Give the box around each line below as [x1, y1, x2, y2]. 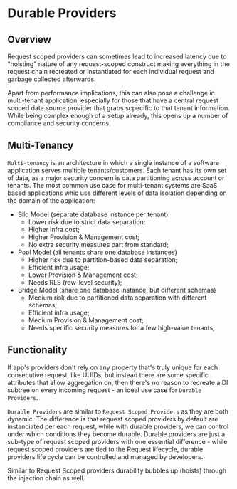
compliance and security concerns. [7, 119, 112, 127]
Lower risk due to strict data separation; [28, 217, 146, 226]
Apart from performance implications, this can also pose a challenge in [7, 89, 216, 97]
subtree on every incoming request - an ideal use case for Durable [7, 386, 201, 394]
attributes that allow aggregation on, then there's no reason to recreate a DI [7, 378, 228, 387]
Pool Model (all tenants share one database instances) [17, 248, 178, 256]
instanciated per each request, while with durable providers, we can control [7, 422, 229, 431]
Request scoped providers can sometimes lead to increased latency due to [7, 52, 227, 61]
